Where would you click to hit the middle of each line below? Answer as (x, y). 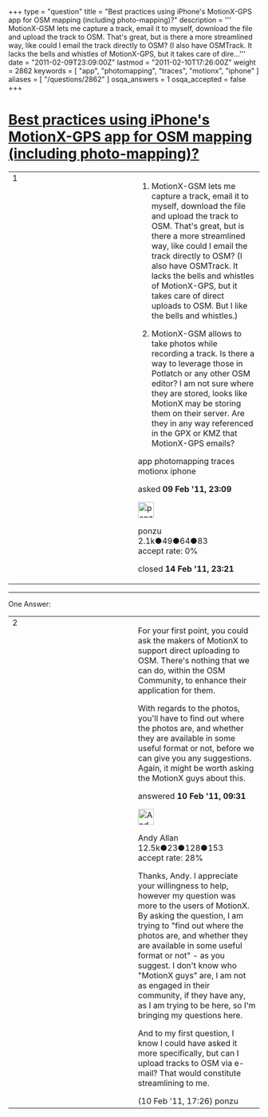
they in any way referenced (202, 423)
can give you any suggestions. (195, 758)
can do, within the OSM (182, 671)
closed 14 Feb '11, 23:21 (186, 568)
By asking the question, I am (191, 915)
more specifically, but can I (189, 1053)
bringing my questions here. (191, 1015)
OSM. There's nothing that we (194, 660)
